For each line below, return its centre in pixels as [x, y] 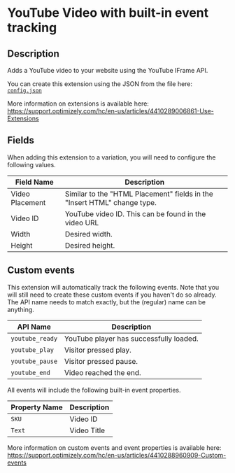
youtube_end [31, 373]
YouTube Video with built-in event [108, 13]
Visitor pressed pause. [101, 361]
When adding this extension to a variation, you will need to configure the [112, 157]
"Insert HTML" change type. [111, 202]
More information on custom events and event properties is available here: [114, 447]
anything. [21, 309]
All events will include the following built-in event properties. [94, 390]
